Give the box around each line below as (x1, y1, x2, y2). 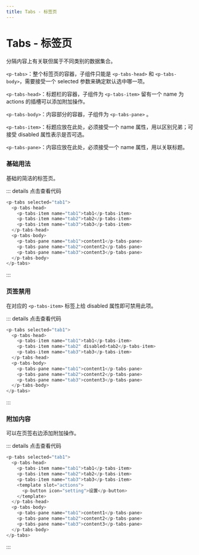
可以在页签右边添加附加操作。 (6, 429, 79, 437)
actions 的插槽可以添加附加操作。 (6, 98, 88, 105)
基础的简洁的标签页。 (6, 174, 58, 181)
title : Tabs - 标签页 (6, 8, 57, 15)
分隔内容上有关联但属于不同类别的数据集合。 (6, 57, 116, 65)
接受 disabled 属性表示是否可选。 (6, 131, 88, 138)
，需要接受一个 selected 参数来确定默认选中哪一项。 (19, 77, 148, 84)
